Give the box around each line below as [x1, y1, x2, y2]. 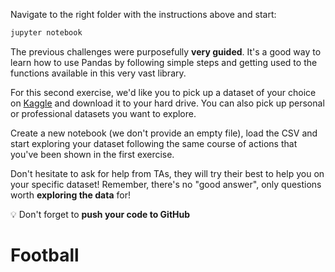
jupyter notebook [10, 28, 83, 38]
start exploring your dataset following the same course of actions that [10, 137, 298, 149]
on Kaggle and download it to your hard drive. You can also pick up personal [10, 97, 325, 109]
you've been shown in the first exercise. [10, 148, 175, 160]
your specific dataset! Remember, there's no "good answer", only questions [10, 178, 322, 190]
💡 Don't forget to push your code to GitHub [10, 208, 191, 220]
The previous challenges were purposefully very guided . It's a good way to [10, 45, 322, 58]
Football [10, 244, 80, 267]
